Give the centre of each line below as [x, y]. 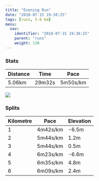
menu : [11, 24]
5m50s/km [73, 83]
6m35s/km [50, 163]
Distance [19, 74]
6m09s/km [50, 171]
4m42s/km [50, 130]
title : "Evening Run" [28, 10]
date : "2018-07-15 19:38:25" [36, 15]
